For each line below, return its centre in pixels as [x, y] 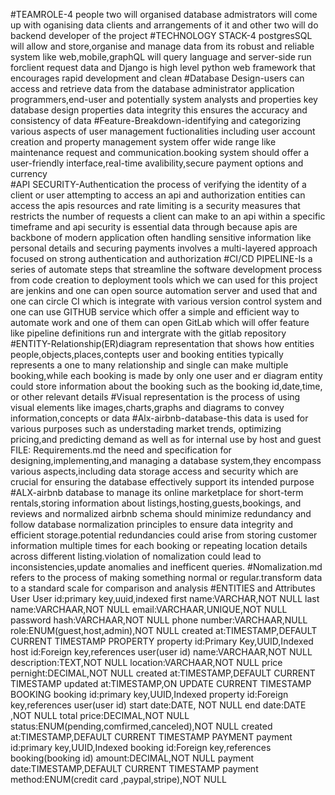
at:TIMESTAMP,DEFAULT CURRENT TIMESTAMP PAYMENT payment [151, 737]
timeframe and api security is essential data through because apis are [154, 227]
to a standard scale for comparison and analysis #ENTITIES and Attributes [163, 588]
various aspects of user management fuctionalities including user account [163, 131]
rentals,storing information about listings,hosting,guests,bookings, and [156, 503]
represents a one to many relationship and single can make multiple [149, 365]
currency [29, 173]
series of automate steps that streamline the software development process [166, 269]
